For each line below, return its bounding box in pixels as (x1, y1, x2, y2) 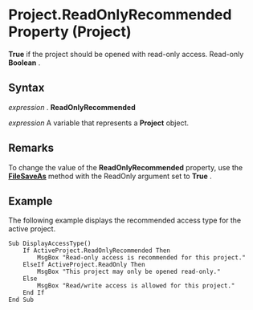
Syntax (8, 81, 45, 95)
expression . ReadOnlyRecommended (8, 102, 136, 112)
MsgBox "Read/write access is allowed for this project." (37, 282, 235, 290)
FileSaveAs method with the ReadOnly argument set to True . (8, 171, 212, 181)
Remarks (8, 141, 55, 155)
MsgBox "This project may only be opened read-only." (37, 267, 221, 276)
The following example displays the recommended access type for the (8, 215, 242, 226)
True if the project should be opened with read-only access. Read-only (8, 49, 244, 59)
